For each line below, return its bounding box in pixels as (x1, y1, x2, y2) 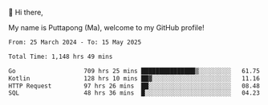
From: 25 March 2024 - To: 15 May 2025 (8, 38, 142, 46)
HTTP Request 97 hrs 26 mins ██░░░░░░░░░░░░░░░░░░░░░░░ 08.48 (8, 82, 261, 90)
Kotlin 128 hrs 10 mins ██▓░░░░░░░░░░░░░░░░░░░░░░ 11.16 (8, 74, 261, 83)
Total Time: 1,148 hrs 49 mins (8, 52, 113, 60)
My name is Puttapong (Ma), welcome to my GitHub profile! (8, 23, 205, 32)
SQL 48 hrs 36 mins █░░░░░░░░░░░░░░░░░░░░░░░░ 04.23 (8, 89, 261, 97)
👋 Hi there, (8, 8, 44, 17)
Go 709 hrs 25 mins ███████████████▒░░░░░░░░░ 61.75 (8, 67, 261, 75)
